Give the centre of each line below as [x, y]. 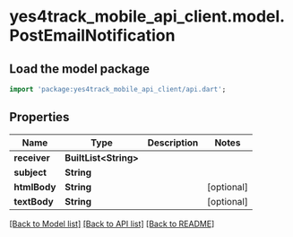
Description [173, 143]
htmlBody [35, 187]
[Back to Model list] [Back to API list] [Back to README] [112, 224]
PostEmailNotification [92, 35]
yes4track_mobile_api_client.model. [147, 17]
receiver [32, 157]
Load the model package [80, 69]
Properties [39, 117]
